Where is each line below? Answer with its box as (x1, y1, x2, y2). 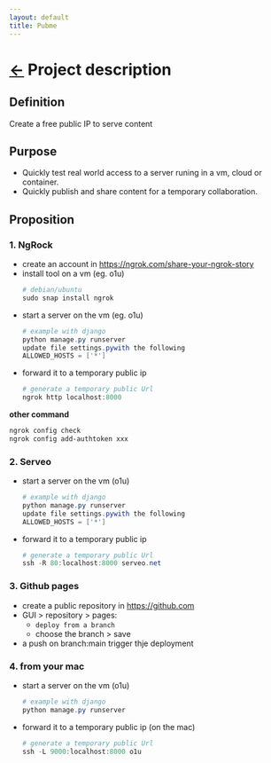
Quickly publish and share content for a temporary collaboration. (21, 186, 259, 197)
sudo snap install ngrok (21, 294, 114, 303)
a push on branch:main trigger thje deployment (21, 638, 194, 649)
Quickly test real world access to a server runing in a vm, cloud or (21, 168, 263, 178)
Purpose (9, 144, 58, 159)
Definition (9, 95, 65, 110)
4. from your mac (9, 660, 85, 673)
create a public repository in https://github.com (21, 600, 195, 610)
